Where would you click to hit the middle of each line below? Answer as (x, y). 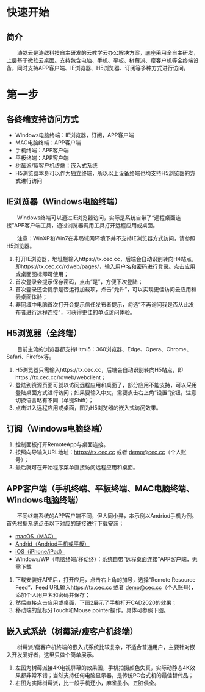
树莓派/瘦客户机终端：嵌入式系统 (56, 166)
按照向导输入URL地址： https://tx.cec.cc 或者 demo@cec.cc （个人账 (101, 452)
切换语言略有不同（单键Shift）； (54, 400)
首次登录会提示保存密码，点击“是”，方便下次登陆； (79, 282)
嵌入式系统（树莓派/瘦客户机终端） (72, 631)
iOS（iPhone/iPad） (40, 552)
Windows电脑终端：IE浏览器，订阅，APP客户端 (74, 135)
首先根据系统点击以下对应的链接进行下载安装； (65, 523)
